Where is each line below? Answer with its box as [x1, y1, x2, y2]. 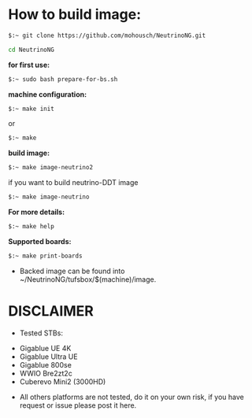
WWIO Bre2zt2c [19, 368, 72, 378]
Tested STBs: [19, 328, 63, 338]
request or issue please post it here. [19, 400, 137, 410]
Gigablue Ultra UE [19, 352, 78, 361]
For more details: [8, 207, 65, 217]
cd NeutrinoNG [8, 46, 55, 54]
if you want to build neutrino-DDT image [8, 178, 139, 187]
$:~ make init [8, 105, 55, 113]
